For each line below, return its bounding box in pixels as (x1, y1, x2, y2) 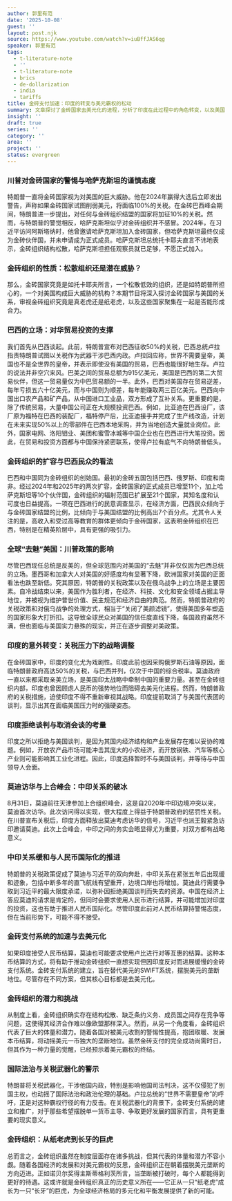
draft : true (7, 119, 41, 127)
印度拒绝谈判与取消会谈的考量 (7, 720, 107, 729)
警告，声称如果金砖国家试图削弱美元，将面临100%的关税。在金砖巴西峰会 (7, 201, 217, 210)
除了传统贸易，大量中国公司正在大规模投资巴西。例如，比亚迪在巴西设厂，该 (7, 402, 225, 411)
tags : (7, 49, 23, 56)
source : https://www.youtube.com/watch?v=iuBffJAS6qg (7, 36, 166, 43)
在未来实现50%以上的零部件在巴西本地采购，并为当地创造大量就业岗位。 (7, 420, 214, 429)
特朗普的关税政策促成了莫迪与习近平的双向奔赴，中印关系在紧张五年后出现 (7, 869, 219, 878)
